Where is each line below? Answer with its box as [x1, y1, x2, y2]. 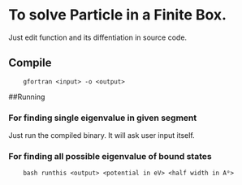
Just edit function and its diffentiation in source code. [8, 32, 188, 42]
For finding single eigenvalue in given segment [8, 112, 197, 123]
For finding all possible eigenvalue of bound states [8, 150, 213, 161]
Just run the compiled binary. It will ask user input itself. [8, 131, 195, 140]
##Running [8, 92, 45, 101]
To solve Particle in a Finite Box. [8, 6, 227, 24]
